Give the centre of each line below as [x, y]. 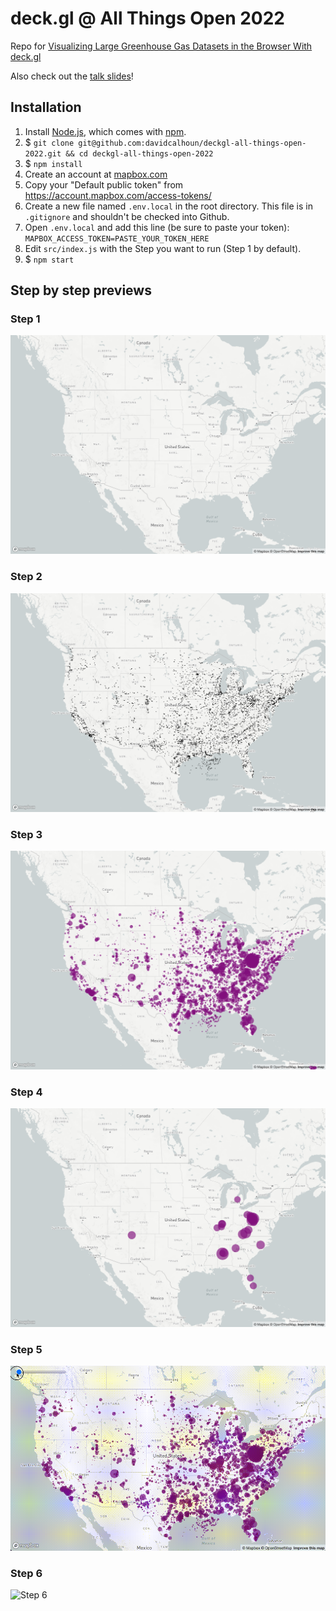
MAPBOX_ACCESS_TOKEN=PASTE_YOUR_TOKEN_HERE [117, 238]
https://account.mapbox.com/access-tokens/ [118, 195]
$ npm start [49, 259]
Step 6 [26, 1573]
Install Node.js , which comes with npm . [105, 131]
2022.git [43, 153]
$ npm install [53, 163]
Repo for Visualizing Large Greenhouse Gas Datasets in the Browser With [161, 46]
